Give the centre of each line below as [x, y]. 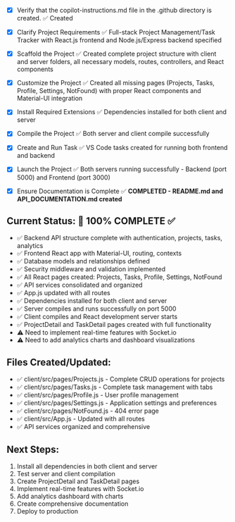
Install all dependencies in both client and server [87, 466]
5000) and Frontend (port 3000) [63, 177]
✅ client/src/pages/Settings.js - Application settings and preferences [117, 403]
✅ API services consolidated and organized [80, 285]
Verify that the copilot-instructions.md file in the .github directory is [114, 10]
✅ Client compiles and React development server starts [97, 317]
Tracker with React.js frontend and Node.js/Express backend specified [119, 40]
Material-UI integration [50, 99]
